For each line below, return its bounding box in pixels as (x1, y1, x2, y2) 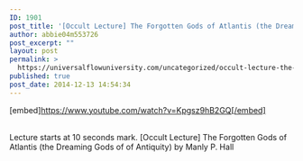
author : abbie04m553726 (9, 30, 99, 39)
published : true (9, 72, 70, 81)
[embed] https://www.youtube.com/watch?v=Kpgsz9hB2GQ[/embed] (9, 104, 266, 115)
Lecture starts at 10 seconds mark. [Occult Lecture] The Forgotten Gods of (9, 131, 287, 142)
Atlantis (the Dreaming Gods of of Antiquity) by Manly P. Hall (9, 141, 234, 152)
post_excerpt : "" (9, 38, 75, 48)
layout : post (9, 47, 59, 56)
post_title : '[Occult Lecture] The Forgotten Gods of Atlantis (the (9, 22, 272, 31)
